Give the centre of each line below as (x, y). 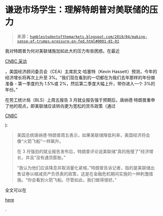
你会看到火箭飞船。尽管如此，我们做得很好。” (72, 180)
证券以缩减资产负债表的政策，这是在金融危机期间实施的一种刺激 (85, 174)
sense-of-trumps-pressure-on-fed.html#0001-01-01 (68, 41)
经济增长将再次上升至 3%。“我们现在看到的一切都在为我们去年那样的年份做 (80, 77)
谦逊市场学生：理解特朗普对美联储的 (77, 10)
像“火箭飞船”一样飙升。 (40, 141)
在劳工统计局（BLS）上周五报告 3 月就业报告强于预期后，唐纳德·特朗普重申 (80, 100)
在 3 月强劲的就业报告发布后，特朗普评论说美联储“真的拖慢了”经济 (83, 151)
